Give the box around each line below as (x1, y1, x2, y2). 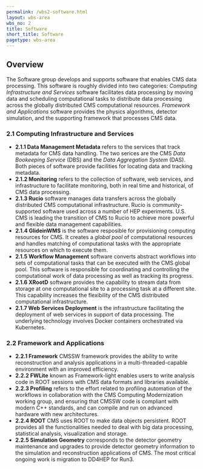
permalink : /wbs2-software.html (6, 8, 88, 15)
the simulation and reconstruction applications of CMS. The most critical (15, 450, 196, 457)
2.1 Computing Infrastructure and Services (6, 129, 135, 138)
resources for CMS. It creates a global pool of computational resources (15, 234, 193, 241)
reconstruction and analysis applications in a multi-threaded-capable (15, 359, 188, 366)
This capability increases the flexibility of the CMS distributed (15, 292, 169, 299)
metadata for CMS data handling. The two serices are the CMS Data (15, 150, 186, 157)
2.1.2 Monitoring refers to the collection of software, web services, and (15, 175, 194, 183)
